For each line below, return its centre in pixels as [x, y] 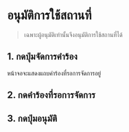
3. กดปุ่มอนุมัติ [32, 118]
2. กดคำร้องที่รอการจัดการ [51, 95]
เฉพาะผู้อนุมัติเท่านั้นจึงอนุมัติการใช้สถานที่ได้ [73, 34]
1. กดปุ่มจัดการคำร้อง [42, 56]
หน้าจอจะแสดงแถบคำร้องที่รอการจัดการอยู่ [54, 73]
